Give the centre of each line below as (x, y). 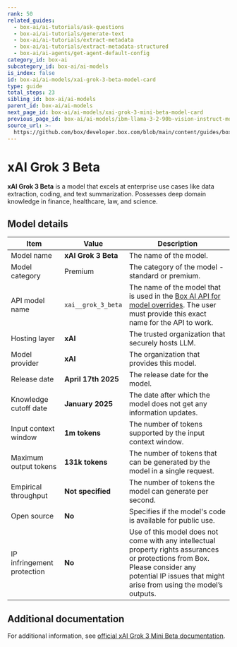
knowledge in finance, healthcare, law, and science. (83, 201)
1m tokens (83, 433)
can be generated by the (170, 462)
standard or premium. (165, 276)
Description (178, 244)
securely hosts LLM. (163, 343)
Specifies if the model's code (177, 511)
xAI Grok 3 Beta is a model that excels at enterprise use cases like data (111, 186)
